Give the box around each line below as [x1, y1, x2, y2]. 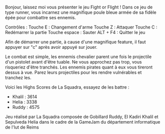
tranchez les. [5, 75, 32, 80]
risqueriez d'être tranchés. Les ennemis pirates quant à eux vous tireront [5, 64, 153, 70]
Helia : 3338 [12, 99, 37, 105]
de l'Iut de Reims [5, 124, 39, 130]
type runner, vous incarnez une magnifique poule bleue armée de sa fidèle [5, 9, 157, 15]
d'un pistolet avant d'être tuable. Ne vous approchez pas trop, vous [5, 59, 142, 65]
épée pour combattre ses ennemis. [5, 15, 76, 20]
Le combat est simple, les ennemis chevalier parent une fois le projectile [5, 54, 152, 60]
